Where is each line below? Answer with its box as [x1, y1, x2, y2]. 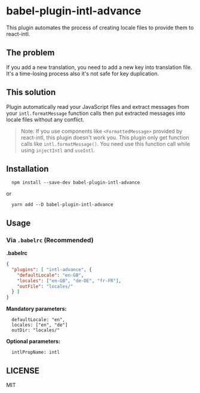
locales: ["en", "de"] [11, 322, 68, 328]
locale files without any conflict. [6, 115, 85, 123]
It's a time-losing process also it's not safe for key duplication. [6, 70, 159, 77]
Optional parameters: [6, 338, 61, 345]
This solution [6, 87, 56, 98]
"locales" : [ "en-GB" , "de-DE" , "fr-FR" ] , [17, 278, 121, 284]
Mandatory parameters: [6, 305, 67, 312]
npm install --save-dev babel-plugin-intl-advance [11, 179, 140, 186]
